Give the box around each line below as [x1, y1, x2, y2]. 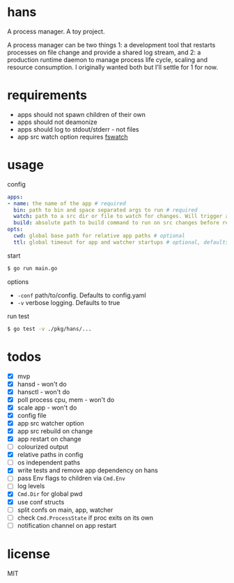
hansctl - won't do [17, 387, 70, 396]
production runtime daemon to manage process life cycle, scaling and [7, 55, 208, 63]
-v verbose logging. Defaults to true [17, 298, 120, 306]
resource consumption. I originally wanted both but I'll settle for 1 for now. [7, 63, 218, 71]
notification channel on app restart [17, 521, 117, 529]
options [7, 277, 29, 286]
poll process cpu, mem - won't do [17, 395, 115, 404]
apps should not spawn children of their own [17, 110, 146, 118]
